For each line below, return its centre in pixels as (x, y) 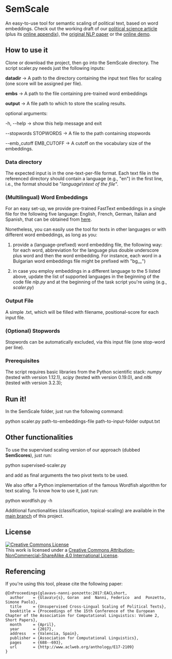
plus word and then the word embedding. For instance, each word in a (87, 256)
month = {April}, (33, 625)
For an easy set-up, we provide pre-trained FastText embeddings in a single (85, 209)
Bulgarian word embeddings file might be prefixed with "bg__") (79, 261)
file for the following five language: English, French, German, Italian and (81, 214)
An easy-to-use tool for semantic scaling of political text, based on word (82, 23)
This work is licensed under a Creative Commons (57, 550)
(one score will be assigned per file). (44, 83)
